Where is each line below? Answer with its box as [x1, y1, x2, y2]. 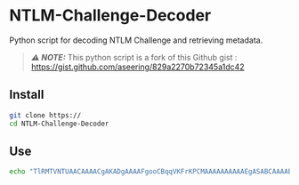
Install [9, 87, 44, 102]
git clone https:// [9, 110, 82, 120]
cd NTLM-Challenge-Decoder [9, 119, 109, 128]
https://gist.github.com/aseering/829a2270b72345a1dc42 [30, 61, 245, 72]
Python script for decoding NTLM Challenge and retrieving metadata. [9, 35, 263, 45]
